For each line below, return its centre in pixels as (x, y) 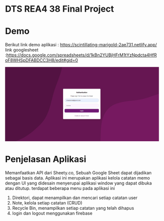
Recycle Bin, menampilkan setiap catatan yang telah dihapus (73, 208)
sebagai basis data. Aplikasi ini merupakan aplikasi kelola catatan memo (78, 178)
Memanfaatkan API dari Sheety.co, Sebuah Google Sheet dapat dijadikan (78, 173)
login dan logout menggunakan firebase (52, 213)
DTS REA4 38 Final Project (60, 9)
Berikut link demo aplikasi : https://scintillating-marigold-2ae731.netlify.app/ (81, 45)
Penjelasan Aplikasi (46, 159)
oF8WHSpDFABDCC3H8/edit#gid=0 (41, 60)
